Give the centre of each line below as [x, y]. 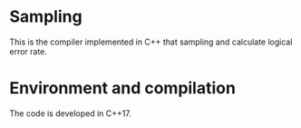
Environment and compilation [122, 89]
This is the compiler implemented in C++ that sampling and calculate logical [151, 42]
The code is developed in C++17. [70, 113]
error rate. [29, 51]
